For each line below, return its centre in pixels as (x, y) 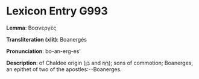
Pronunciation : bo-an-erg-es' (44, 51)
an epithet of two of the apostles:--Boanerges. (64, 69)
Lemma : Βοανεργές (31, 28)
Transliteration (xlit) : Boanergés (47, 39)
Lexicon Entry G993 (57, 11)
